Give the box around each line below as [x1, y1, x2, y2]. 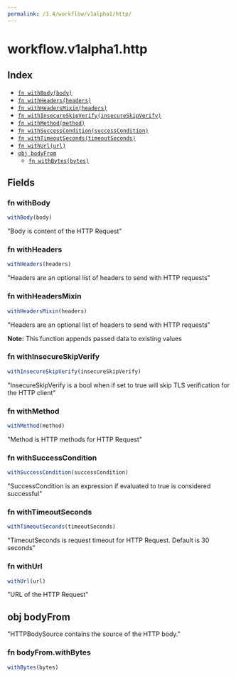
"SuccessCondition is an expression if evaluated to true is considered [7, 482, 211, 490]
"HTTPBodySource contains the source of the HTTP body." [7, 630, 181, 638]
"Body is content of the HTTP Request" [7, 227, 122, 235]
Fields [7, 177, 36, 189]
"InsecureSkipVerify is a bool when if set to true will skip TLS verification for [7, 381, 230, 389]
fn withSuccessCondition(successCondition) [17, 127, 149, 134]
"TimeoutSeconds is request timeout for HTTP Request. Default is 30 [7, 536, 210, 544]
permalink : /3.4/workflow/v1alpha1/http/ [7, 10, 132, 18]
